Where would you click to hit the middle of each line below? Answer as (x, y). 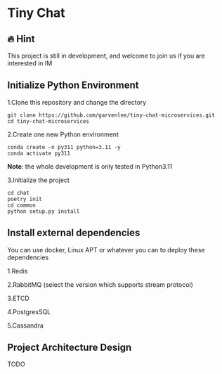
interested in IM (30, 63)
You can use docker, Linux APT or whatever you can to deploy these (106, 250)
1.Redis (18, 271)
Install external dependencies (74, 233)
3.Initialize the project (39, 180)
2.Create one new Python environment (63, 134)
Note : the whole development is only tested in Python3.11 (90, 166)
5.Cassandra (26, 325)
